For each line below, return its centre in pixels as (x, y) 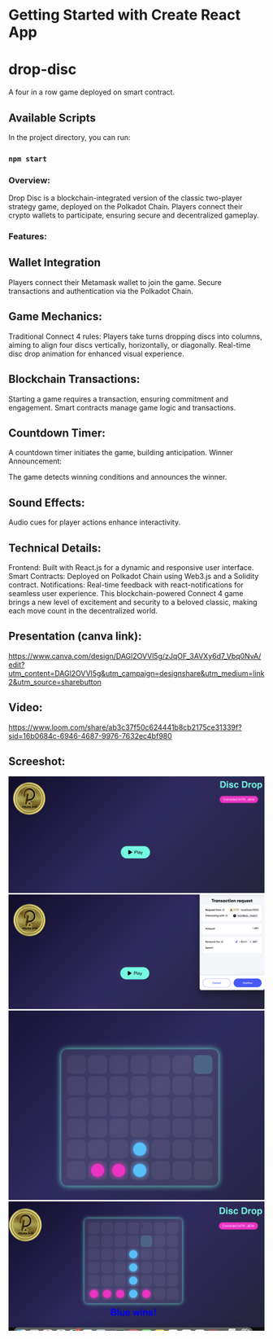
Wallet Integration (55, 263)
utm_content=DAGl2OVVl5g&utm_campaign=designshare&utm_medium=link (136, 673)
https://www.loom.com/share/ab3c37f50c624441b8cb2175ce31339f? (125, 727)
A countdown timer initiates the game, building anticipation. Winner (121, 453)
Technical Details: (55, 548)
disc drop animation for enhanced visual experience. (96, 353)
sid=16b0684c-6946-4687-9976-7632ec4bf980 (90, 735)
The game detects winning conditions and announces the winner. (118, 477)
